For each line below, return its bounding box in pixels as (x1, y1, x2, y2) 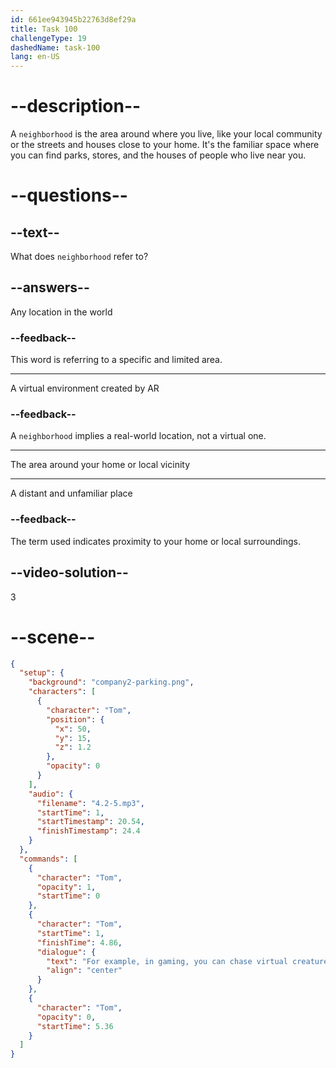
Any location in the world (10, 306, 113, 318)
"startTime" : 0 (36, 891, 101, 901)
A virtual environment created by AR (10, 382, 160, 395)
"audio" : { (28, 789, 74, 799)
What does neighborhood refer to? (10, 251, 149, 263)
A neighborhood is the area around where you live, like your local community (10, 128, 323, 140)
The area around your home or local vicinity (10, 459, 191, 471)
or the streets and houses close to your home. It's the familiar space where (10, 139, 320, 151)
